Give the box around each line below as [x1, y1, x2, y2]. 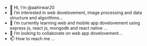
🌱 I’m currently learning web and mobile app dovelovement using [9, 20, 140, 26]
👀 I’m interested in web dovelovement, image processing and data [9, 10, 142, 15]
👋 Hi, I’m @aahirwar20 [9, 5, 55, 10]
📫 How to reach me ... [9, 36, 55, 41]
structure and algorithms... [9, 15, 63, 20]
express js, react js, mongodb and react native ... [9, 25, 108, 31]
